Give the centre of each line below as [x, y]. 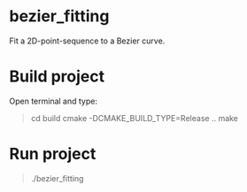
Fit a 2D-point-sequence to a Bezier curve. [87, 41]
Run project [53, 154]
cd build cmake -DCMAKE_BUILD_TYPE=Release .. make [135, 118]
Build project [57, 77]
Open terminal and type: [53, 101]
